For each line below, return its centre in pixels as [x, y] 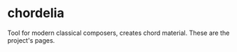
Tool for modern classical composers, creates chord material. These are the [118, 33]
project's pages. [31, 40]
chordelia [36, 13]
